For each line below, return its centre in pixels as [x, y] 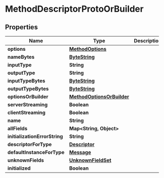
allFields [18, 128]
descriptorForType [30, 144]
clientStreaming [26, 112]
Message [80, 152]
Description [148, 41]
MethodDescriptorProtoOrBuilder [74, 9]
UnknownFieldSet [90, 160]
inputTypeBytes [26, 81]
